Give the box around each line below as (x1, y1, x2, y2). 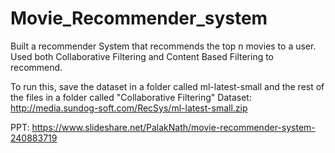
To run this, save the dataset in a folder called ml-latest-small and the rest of (10, 80, 325, 92)
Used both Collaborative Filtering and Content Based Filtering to (10, 50, 275, 62)
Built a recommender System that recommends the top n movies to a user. (10, 40, 317, 52)
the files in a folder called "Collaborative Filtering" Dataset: (10, 91, 252, 103)
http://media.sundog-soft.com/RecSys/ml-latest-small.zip (10, 102, 248, 114)
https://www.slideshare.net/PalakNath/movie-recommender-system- (31, 121, 316, 133)
